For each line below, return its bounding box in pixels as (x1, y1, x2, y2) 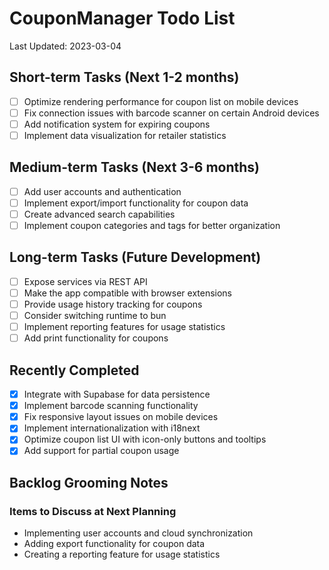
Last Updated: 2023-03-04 (9, 40, 122, 52)
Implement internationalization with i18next (23, 422, 201, 434)
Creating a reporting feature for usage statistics (23, 548, 221, 561)
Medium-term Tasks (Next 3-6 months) (9, 159, 261, 176)
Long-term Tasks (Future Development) (9, 249, 262, 266)
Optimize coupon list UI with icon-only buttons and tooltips (23, 433, 267, 446)
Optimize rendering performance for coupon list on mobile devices (23, 95, 299, 107)
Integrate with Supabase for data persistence (23, 388, 211, 401)
